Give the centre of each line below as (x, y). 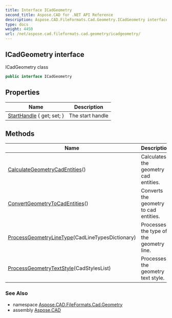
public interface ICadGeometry (39, 76)
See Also (17, 293)
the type (151, 231)
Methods (20, 134)
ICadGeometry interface (45, 55)
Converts (152, 191)
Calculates (153, 157)
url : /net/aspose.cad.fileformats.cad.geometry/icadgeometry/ (73, 34)
